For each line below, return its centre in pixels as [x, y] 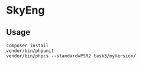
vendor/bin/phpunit [30, 51]
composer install [28, 45]
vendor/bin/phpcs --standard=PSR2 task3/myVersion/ [71, 56]
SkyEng [25, 10]
